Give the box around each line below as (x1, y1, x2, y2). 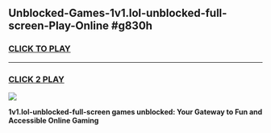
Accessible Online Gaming (8, 115, 99, 125)
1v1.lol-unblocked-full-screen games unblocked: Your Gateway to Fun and (8, 106, 263, 116)
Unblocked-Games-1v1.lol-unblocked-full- (8, 6, 227, 20)
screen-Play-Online (8, 19, 110, 33)
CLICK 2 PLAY (8, 73, 65, 85)
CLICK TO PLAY (8, 44, 71, 55)
